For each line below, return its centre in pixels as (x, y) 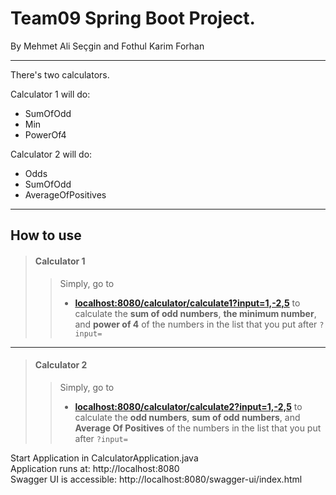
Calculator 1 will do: (50, 94)
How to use (46, 235)
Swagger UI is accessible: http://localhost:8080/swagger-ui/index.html (156, 479)
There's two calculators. (60, 74)
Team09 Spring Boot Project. (133, 18)
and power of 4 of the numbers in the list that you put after (196, 324)
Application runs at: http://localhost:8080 (95, 468)
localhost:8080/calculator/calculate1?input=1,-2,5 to (187, 303)
